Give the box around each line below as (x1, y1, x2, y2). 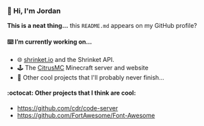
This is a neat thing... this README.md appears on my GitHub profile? (7, 22, 197, 30)
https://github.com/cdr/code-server (16, 104, 118, 112)
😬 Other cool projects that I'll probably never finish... (16, 73, 164, 81)
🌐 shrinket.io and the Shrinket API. (16, 55, 114, 63)
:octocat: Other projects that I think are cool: (7, 89, 136, 97)
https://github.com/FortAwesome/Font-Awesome (16, 111, 155, 119)
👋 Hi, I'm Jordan (7, 6, 61, 16)
